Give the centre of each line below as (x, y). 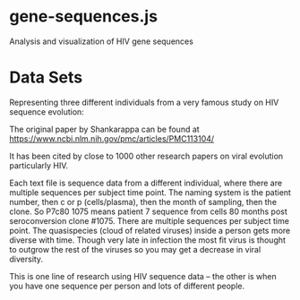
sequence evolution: (47, 111)
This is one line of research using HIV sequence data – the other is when (143, 276)
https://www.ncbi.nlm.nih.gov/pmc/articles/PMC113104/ (112, 138)
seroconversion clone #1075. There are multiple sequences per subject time (149, 220)
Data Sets (46, 77)
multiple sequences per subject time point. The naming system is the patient (150, 192)
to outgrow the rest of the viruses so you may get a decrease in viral (135, 249)
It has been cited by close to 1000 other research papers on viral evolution (146, 156)
